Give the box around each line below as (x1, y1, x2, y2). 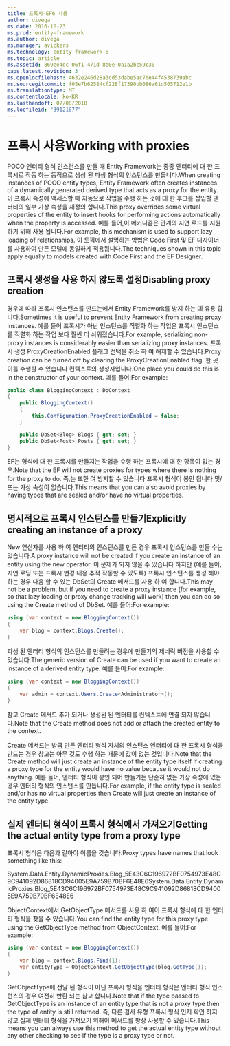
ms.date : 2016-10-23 (7, 23, 67, 30)
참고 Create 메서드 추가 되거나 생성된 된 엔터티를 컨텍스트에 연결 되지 (7, 710, 193, 719)
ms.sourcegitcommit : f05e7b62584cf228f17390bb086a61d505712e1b (7, 81, 192, 88)
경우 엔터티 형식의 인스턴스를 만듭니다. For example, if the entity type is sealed (7, 781, 222, 790)
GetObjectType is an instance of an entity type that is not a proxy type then (7, 1000, 220, 1008)
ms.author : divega (7, 36, 60, 43)
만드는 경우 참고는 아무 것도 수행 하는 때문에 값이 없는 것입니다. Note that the (7, 750, 212, 758)
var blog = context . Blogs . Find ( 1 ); (19, 957, 122, 964)
